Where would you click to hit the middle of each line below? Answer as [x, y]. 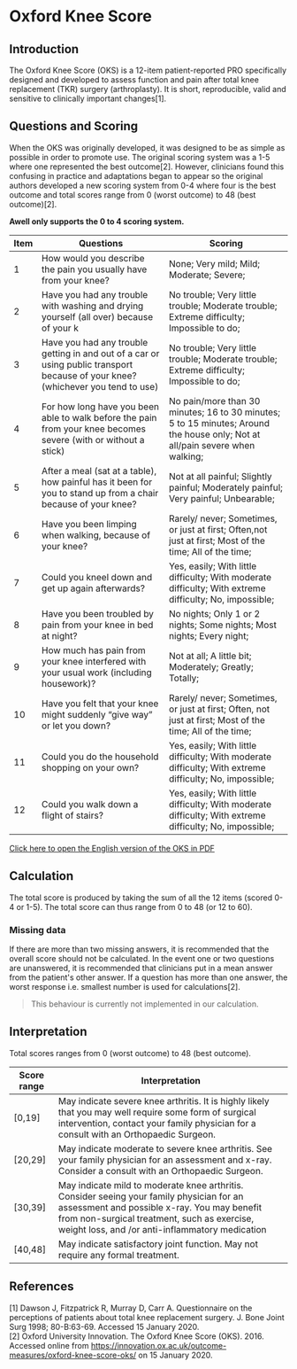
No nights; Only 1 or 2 [215, 613]
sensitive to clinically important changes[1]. [88, 98]
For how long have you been [100, 407]
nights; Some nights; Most [223, 625]
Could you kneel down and [97, 577]
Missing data [38, 930]
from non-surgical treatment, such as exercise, [156, 1218]
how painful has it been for [97, 482]
